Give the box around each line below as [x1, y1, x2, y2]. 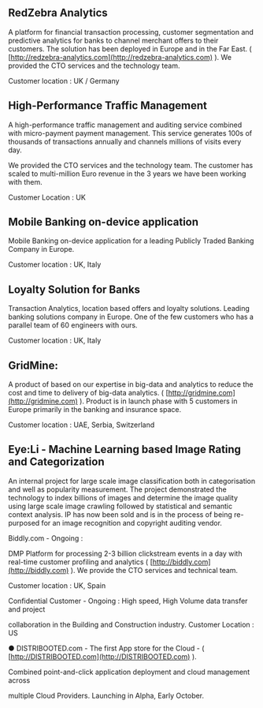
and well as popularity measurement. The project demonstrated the [8, 485, 227, 494]
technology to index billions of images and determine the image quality [8, 493, 239, 502]
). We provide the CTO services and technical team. [70, 565, 239, 575]
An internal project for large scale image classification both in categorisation [8, 476, 256, 485]
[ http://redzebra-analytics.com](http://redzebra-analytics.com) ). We [8, 52, 232, 62]
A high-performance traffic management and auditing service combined [8, 120, 243, 129]
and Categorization [8, 455, 105, 469]
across [8, 675, 31, 685]
